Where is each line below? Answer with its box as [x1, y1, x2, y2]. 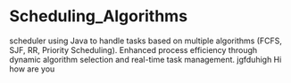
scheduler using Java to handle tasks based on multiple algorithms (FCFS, [9, 35, 283, 46]
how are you [9, 64, 55, 74]
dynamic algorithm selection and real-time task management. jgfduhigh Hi [9, 54, 282, 64]
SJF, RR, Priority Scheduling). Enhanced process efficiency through [9, 44, 258, 55]
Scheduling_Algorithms [9, 6, 188, 26]
